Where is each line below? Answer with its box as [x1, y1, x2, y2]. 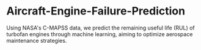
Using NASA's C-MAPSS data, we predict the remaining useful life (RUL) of [6, 24, 196, 31]
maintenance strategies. [6, 37, 67, 44]
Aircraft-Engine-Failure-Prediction [6, 4, 185, 18]
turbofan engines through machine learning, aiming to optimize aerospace [6, 30, 193, 37]
